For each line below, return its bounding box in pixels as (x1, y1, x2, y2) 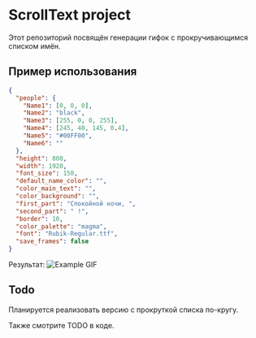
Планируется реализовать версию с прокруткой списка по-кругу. (8, 305, 239, 314)
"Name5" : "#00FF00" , (23, 132, 93, 140)
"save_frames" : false (15, 237, 89, 245)
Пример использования (8, 65, 137, 79)
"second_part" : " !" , (15, 207, 89, 215)
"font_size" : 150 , (15, 169, 79, 178)
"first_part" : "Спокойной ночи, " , (15, 199, 137, 208)
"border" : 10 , (15, 214, 63, 223)
